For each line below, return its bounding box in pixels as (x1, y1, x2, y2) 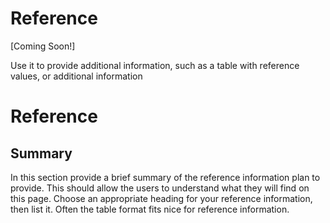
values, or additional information (10, 70, 143, 82)
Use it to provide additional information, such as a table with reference (10, 59, 300, 71)
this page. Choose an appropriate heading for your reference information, (10, 192, 313, 204)
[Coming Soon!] (10, 40, 76, 52)
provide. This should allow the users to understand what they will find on (10, 182, 310, 194)
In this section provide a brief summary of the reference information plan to (10, 171, 321, 183)
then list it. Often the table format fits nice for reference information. (10, 203, 290, 215)
